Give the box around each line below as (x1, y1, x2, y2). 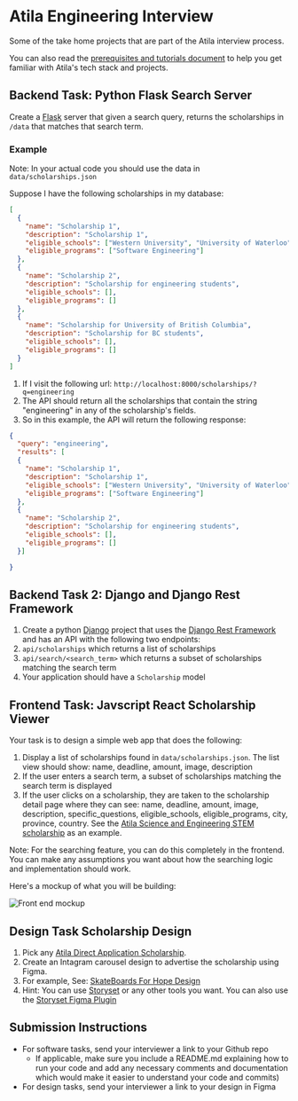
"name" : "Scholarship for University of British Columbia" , (25, 321, 252, 330)
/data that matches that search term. (9, 121, 144, 131)
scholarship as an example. (21, 828, 122, 838)
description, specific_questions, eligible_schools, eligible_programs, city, (21, 809, 288, 820)
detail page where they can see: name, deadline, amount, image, (21, 799, 259, 810)
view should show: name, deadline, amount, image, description (21, 761, 253, 773)
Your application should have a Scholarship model (21, 672, 206, 682)
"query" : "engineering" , (17, 439, 109, 449)
